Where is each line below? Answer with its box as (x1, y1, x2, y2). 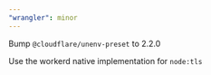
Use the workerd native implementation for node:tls (8, 55, 203, 66)
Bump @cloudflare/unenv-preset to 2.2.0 (8, 38, 161, 49)
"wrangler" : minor (8, 13, 78, 23)
